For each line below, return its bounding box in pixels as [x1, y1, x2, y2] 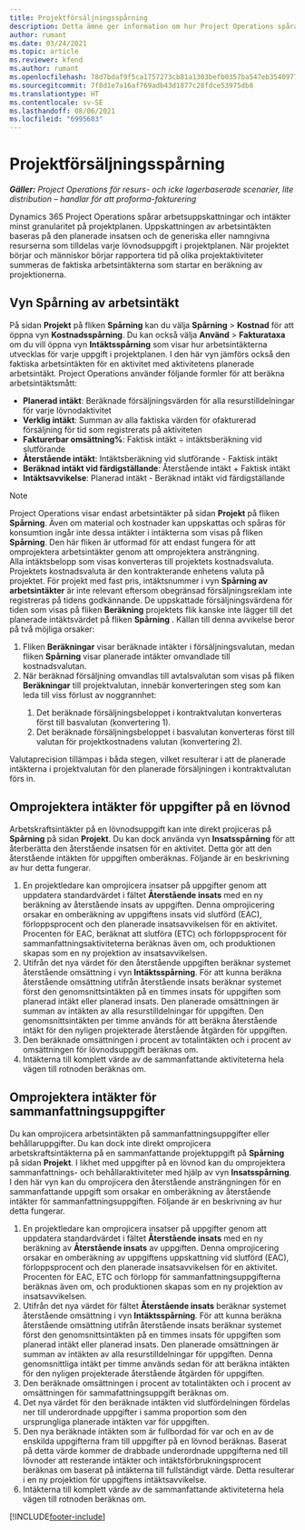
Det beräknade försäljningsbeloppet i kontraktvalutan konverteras [35, 706, 282, 718]
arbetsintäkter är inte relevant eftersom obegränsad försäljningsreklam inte [9, 585, 292, 595]
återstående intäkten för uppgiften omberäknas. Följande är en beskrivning [9, 852, 290, 864]
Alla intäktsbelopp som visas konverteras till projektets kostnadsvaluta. [9, 555, 274, 566]
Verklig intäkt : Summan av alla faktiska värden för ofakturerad [22, 415, 257, 425]
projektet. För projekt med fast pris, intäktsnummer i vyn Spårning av [9, 575, 269, 586]
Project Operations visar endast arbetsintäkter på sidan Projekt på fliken [9, 507, 280, 518]
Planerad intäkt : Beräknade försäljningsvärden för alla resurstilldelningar [22, 395, 295, 405]
